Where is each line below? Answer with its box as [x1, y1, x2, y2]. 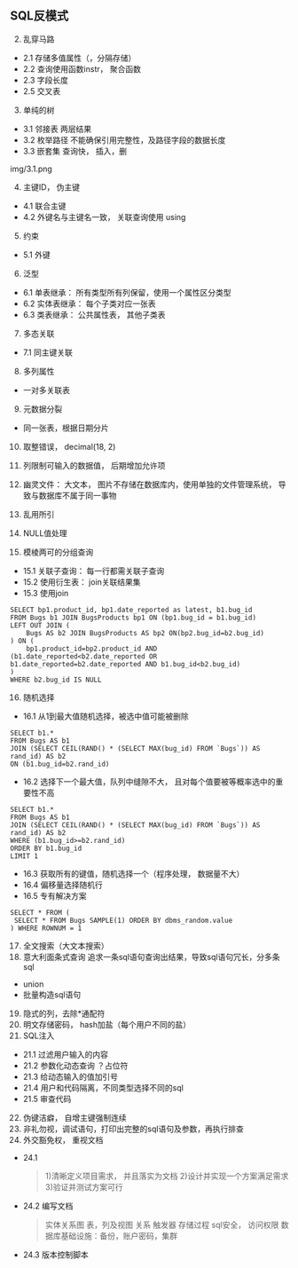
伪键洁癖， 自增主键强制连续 [22, 1112, 127, 1122]
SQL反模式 [10, 8, 69, 24]
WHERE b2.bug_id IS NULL [10, 675, 102, 684]
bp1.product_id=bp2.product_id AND [26, 644, 158, 653]
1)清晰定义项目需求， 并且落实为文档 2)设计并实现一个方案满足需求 [44, 1170, 289, 1181]
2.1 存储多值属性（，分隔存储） [22, 52, 137, 63]
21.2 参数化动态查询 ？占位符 [22, 1059, 129, 1071]
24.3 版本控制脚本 [22, 1249, 89, 1260]
